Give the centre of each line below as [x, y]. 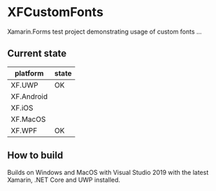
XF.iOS [22, 108]
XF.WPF [24, 130]
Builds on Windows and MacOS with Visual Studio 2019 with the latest [108, 172]
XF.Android [29, 97]
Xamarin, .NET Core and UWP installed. [64, 180]
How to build [35, 156]
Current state [37, 54]
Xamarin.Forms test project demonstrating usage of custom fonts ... [105, 31]
